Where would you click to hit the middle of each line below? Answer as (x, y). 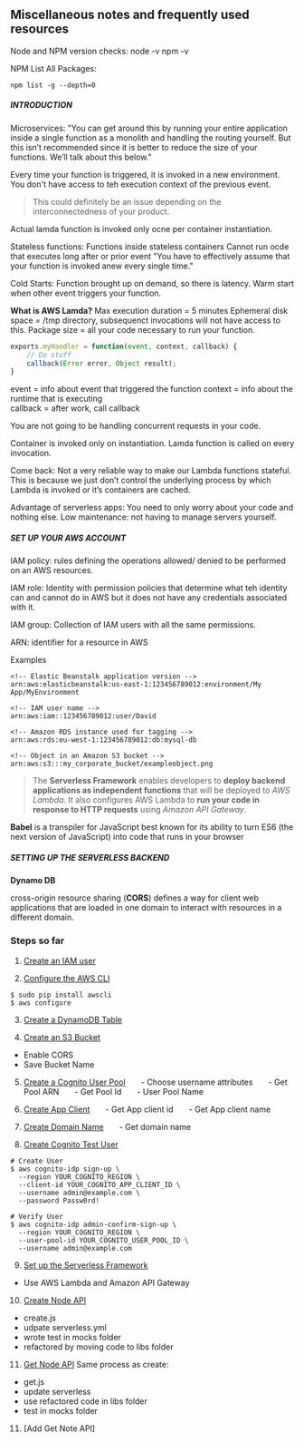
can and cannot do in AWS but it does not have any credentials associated (149, 598)
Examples (28, 660)
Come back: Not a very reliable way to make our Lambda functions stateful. (151, 471)
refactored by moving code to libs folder (98, 1347)
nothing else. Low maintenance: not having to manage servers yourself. (143, 517)
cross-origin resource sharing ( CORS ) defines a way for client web (135, 898)
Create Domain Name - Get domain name (107, 1126)
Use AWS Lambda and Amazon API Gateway (106, 1282)
